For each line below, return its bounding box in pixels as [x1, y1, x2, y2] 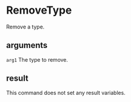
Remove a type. [6, 23, 45, 30]
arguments [6, 40, 48, 50]
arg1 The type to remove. [6, 56, 68, 63]
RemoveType [6, 4, 72, 17]
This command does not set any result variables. [6, 89, 126, 96]
